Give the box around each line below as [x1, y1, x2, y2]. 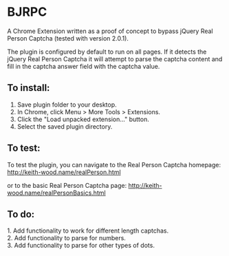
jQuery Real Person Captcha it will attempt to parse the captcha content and [7, 54, 223, 63]
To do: [7, 208, 35, 220]
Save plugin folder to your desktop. [17, 100, 117, 109]
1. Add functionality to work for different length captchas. [7, 226, 169, 235]
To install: [7, 82, 50, 94]
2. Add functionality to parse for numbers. [7, 234, 126, 242]
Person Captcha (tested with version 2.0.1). [7, 34, 129, 42]
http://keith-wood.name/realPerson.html [7, 168, 122, 176]
